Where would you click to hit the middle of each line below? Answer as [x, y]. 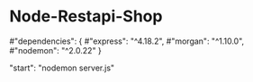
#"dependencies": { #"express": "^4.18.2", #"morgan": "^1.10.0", [127, 41]
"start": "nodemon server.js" [62, 68]
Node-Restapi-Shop [86, 16]
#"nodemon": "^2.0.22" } [55, 50]
